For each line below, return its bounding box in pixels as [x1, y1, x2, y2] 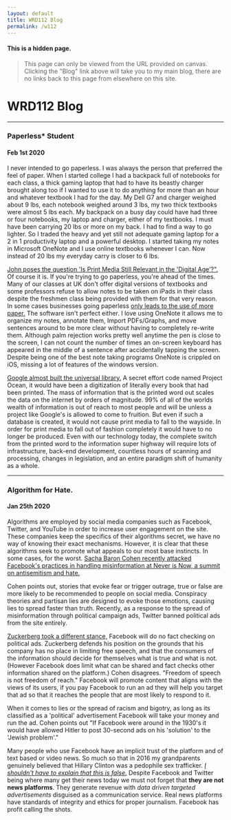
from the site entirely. [7, 618, 67, 627]
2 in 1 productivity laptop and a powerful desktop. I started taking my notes [7, 237, 219, 245]
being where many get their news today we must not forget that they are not [7, 776, 224, 784]
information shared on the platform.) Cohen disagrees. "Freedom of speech [7, 668, 221, 677]
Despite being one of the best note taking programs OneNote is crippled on [7, 353, 221, 361]
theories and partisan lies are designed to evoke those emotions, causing [7, 597, 214, 605]
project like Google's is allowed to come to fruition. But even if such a [7, 410, 203, 418]
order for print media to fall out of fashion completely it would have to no [7, 424, 213, 433]
